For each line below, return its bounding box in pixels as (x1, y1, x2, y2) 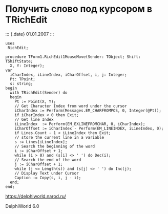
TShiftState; (5, 58, 33, 64)
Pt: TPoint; (10, 76, 36, 82)
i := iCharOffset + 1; (14, 148, 63, 154)
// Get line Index (14, 117, 54, 122)
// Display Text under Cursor (14, 170, 79, 176)
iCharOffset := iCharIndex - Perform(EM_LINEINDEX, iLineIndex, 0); (14, 126, 164, 131)
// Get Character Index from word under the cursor (14, 103, 127, 109)
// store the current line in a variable (14, 135, 104, 140)
